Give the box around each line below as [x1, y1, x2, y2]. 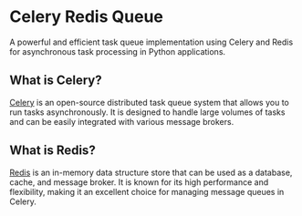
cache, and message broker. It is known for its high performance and [9, 176, 269, 188]
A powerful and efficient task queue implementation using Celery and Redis [9, 36, 294, 47]
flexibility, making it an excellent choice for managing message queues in [9, 186, 285, 197]
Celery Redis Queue [9, 6, 164, 27]
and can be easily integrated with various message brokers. [9, 116, 234, 127]
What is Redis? [9, 143, 96, 159]
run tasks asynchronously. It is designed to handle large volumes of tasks [9, 107, 286, 118]
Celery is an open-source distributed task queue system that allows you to [9, 97, 289, 108]
